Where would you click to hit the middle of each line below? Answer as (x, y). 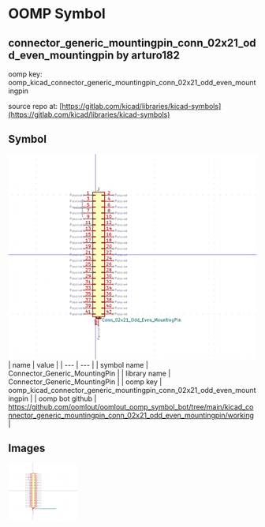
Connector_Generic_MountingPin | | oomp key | (85, 381)
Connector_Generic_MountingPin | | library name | (90, 373)
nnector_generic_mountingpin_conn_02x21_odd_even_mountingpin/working (131, 415)
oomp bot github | (67, 398)
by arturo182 (148, 55)
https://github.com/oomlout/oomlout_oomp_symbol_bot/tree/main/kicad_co (131, 406)
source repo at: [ (35, 106)
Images (27, 448)
